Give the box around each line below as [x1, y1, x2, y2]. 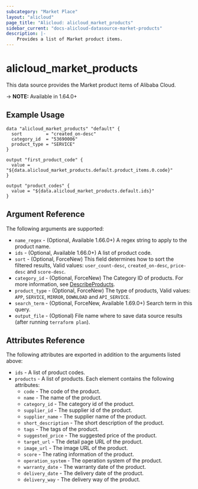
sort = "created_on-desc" [11, 131, 96, 137]
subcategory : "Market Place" [6, 8, 78, 15]
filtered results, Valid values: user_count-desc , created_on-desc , [14, 261, 170, 269]
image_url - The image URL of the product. [23, 445, 128, 452]
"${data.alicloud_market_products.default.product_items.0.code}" [6, 167, 173, 173]
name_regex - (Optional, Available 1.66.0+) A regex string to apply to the [14, 236, 187, 244]
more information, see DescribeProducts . [14, 280, 115, 287]
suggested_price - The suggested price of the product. [23, 432, 157, 439]
